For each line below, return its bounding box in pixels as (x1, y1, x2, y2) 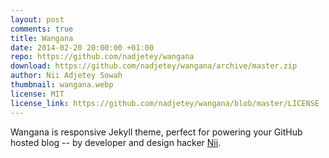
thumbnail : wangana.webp (10, 80, 114, 90)
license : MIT (10, 89, 65, 99)
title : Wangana (10, 33, 74, 43)
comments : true (10, 24, 74, 34)
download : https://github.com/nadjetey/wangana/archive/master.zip (10, 61, 298, 71)
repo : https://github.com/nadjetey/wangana (10, 52, 195, 62)
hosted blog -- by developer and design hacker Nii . (10, 136, 222, 148)
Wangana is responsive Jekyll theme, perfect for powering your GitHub (10, 126, 303, 138)
